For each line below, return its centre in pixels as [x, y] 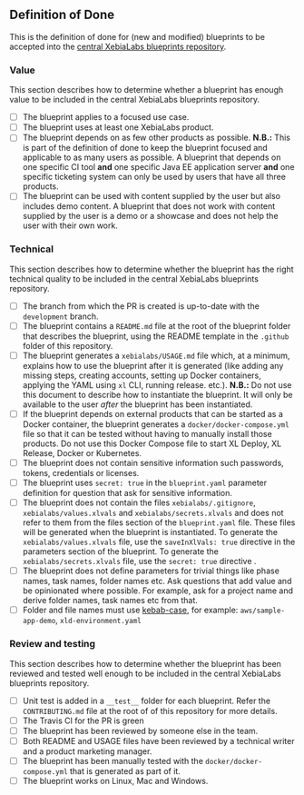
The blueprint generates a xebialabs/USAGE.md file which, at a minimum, [156, 355]
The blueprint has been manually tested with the [113, 760]
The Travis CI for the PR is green [83, 720]
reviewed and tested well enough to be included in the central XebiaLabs [145, 673]
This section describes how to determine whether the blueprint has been [145, 663]
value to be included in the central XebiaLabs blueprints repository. [135, 100]
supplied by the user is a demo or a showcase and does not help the [150, 216]
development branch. [60, 316]
